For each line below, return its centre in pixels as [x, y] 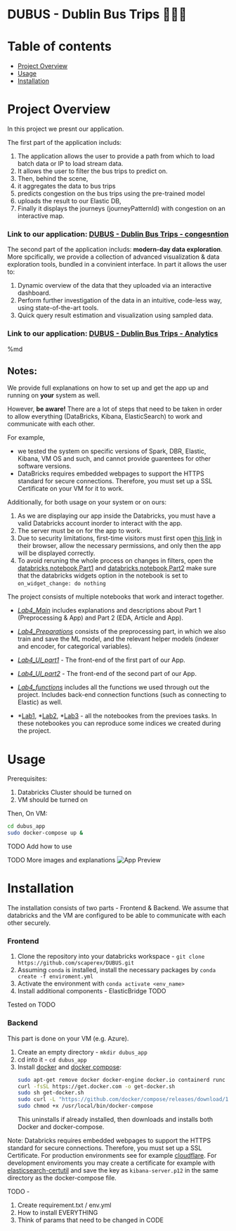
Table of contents [60, 47]
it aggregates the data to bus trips [66, 186]
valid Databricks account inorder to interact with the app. [100, 523]
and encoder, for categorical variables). [74, 646]
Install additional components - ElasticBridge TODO [92, 991]
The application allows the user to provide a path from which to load [116, 156]
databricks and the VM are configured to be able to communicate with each [117, 916]
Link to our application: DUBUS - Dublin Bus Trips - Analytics [113, 333]
